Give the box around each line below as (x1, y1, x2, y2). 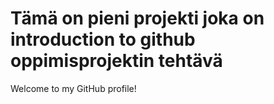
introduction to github (10, 28, 196, 51)
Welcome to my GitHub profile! (10, 82, 137, 94)
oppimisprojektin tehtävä (10, 50, 223, 72)
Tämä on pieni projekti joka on (10, 7, 265, 30)
